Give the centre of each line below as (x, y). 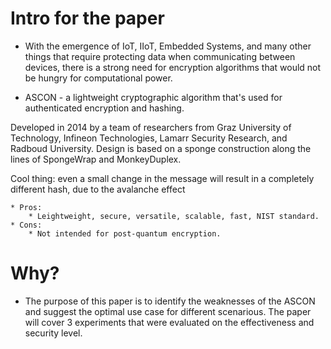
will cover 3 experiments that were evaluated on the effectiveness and (169, 322)
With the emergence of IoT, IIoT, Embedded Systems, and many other (168, 46)
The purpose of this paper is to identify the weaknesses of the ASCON (170, 301)
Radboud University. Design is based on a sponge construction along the (161, 148)
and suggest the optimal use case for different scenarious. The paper (168, 311)
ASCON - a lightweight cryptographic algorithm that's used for (153, 97)
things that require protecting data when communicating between (160, 56)
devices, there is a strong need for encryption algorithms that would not (173, 67)
